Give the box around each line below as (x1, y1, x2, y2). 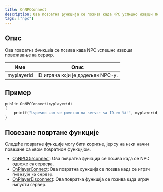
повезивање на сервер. (5, 52, 54, 58)
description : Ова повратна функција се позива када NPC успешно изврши (5, 12, 153, 17)
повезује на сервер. (12, 171, 54, 177)
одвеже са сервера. (12, 161, 54, 167)
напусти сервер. (12, 182, 47, 188)
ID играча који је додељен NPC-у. (37, 72, 118, 79)
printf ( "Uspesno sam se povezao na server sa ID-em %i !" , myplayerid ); (14, 110, 162, 115)
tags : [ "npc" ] (5, 16, 34, 21)
